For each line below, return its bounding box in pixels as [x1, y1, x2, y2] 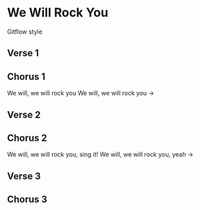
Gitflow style [7, 27, 42, 36]
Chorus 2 [7, 132, 48, 143]
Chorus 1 [7, 71, 46, 82]
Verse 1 [7, 47, 39, 59]
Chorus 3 [7, 194, 48, 205]
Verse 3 [7, 170, 41, 182]
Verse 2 [7, 108, 41, 121]
